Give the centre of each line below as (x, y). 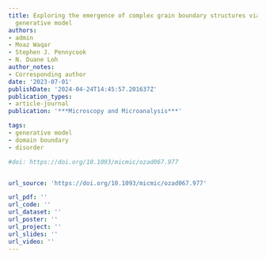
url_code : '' (30, 205)
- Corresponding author (47, 74)
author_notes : (32, 67)
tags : (17, 126)
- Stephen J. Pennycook (47, 52)
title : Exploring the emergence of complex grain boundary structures (127, 15)
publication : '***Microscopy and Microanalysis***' (95, 112)
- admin (21, 38)
